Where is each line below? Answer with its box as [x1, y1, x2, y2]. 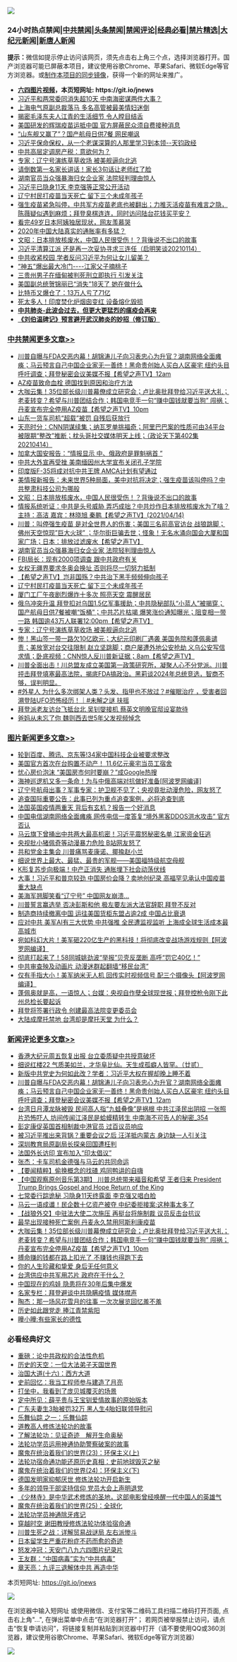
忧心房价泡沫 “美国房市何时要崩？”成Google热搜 [17, 768, 157, 776]
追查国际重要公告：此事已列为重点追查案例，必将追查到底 [17, 794, 185, 802]
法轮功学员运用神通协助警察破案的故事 [17, 1440, 129, 1448]
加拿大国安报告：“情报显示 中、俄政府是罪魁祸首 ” [17, 449, 164, 457]
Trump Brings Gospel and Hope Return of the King [17, 1183, 164, 1192]
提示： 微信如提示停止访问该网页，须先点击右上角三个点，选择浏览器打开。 [7, 53, 224, 61]
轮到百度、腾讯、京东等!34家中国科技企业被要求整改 [17, 750, 170, 759]
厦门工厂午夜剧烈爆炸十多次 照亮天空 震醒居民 [17, 590, 152, 598]
